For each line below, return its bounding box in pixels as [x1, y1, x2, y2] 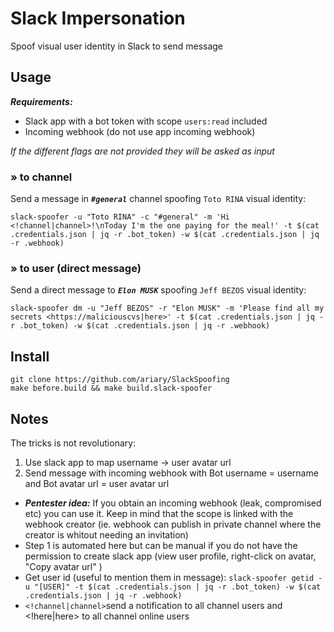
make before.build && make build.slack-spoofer [10, 383, 213, 394]
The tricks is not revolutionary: [10, 437, 137, 449]
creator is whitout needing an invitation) [24, 528, 189, 541]
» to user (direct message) [10, 261, 142, 275]
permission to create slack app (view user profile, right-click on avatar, [24, 550, 317, 562]
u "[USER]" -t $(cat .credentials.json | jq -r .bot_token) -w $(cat [24, 582, 322, 592]
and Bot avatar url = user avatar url [24, 477, 170, 489]
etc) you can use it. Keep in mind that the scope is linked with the [24, 507, 294, 519]
